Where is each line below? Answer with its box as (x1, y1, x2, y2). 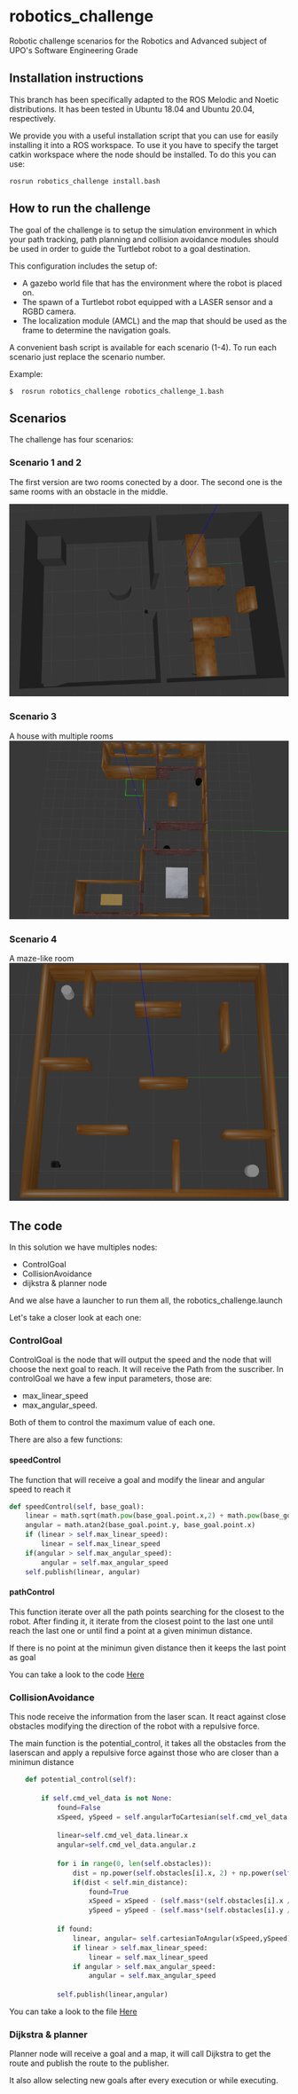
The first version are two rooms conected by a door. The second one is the (9, 476, 283, 487)
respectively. (9, 113, 56, 123)
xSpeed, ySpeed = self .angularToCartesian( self (56, 1812, 237, 1822)
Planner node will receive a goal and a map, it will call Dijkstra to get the (9, 2049, 271, 2059)
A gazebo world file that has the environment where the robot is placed (21, 278, 282, 288)
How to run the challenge (9, 201, 151, 216)
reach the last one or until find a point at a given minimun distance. (9, 1625, 253, 1635)
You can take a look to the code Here (9, 1669, 145, 1680)
